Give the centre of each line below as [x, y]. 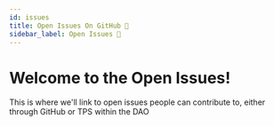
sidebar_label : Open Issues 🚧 [65, 34]
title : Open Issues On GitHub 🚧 [69, 26]
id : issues [29, 17]
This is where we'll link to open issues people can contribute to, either [137, 102]
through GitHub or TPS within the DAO [79, 112]
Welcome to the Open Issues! [120, 78]
